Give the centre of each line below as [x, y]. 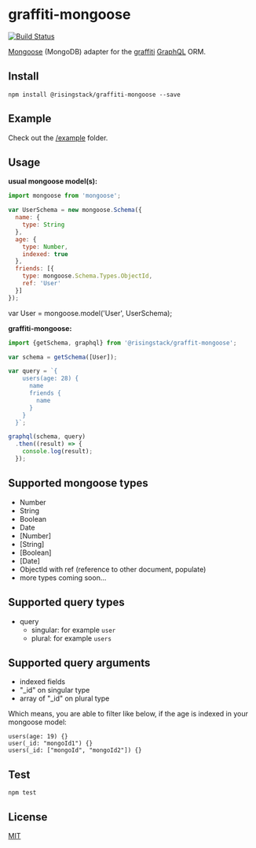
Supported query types [66, 603]
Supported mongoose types [79, 484]
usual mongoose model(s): [53, 181]
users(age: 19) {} [38, 737]
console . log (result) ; [57, 452]
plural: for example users [71, 638]
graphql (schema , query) [47, 437]
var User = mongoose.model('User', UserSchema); [90, 313]
